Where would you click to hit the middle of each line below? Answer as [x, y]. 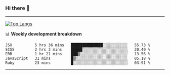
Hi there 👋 [18, 8]
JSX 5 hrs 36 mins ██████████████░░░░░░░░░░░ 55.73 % [78, 45]
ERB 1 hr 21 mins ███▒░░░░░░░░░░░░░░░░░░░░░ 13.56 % [78, 54]
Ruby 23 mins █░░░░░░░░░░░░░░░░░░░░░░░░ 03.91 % [78, 63]
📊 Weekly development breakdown [44, 34]
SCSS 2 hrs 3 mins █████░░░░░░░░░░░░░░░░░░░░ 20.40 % [78, 50]
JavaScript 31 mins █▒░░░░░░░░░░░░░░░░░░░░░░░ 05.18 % [78, 59]
